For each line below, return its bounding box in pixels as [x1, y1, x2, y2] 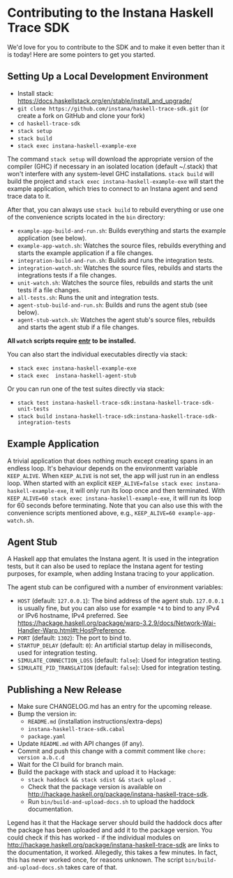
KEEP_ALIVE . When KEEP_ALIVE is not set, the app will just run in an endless [7, 471, 220, 480]
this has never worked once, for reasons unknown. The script [7, 856, 184, 864]
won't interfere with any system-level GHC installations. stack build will [7, 169, 214, 178]
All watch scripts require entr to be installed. [7, 336, 136, 345]
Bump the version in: [17, 710, 77, 718]
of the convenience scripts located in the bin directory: [7, 213, 165, 221]
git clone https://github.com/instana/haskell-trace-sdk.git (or [17, 103, 209, 113]
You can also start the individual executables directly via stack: [7, 350, 188, 358]
